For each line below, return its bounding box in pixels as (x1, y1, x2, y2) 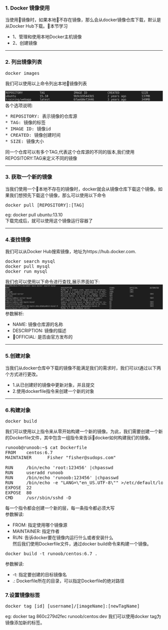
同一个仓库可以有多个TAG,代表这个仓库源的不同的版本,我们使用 (5, 149, 135, 155)
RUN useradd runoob (5, 470, 63, 475)
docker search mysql (5, 259, 56, 264)
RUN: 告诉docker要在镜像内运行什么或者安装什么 (12, 534, 113, 541)
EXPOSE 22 (5, 485, 32, 490)
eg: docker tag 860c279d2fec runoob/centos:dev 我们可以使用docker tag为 (5, 613, 161, 619)
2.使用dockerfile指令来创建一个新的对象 (12, 388, 94, 394)
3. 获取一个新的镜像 (5, 173, 52, 180)
